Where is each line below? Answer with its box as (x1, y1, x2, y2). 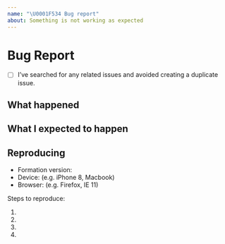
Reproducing (7, 147, 66, 159)
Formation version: (17, 166, 73, 174)
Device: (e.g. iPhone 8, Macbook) (17, 173, 115, 182)
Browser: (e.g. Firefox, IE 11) (17, 181, 99, 189)
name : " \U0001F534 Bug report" (7, 10, 99, 18)
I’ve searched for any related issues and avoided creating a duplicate (17, 71, 219, 79)
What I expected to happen (7, 123, 128, 135)
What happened (7, 99, 80, 111)
